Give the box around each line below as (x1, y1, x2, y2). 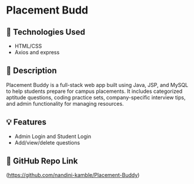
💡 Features (6, 117, 47, 127)
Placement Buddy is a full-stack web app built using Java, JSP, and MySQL (6, 81, 189, 88)
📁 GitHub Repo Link (6, 156, 78, 166)
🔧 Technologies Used (6, 27, 85, 37)
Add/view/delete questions (14, 139, 81, 146)
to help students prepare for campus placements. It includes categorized (6, 88, 183, 95)
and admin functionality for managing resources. (6, 100, 124, 107)
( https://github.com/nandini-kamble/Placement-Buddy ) (6, 172, 140, 179)
